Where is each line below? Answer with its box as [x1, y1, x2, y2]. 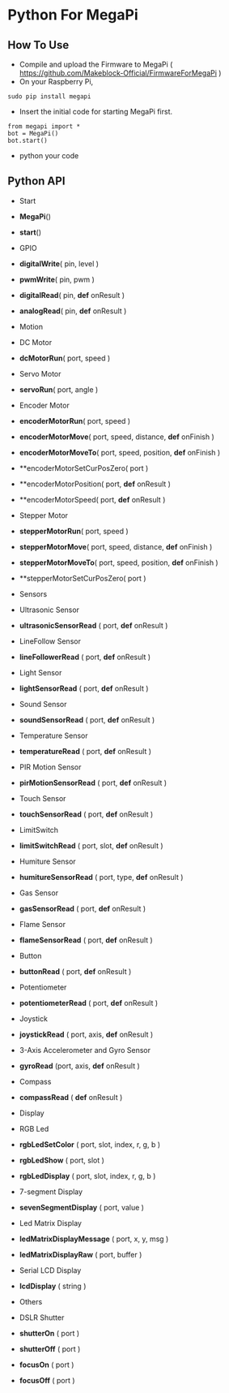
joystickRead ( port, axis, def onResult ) [19, 1029, 154, 1039]
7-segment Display [19, 1187, 83, 1197]
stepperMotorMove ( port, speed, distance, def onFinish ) [19, 541, 213, 551]
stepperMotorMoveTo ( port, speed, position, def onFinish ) [19, 558, 219, 567]
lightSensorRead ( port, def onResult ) [19, 684, 149, 693]
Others [19, 1296, 43, 1306]
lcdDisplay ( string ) [19, 1281, 87, 1291]
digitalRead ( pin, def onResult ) [19, 290, 125, 300]
